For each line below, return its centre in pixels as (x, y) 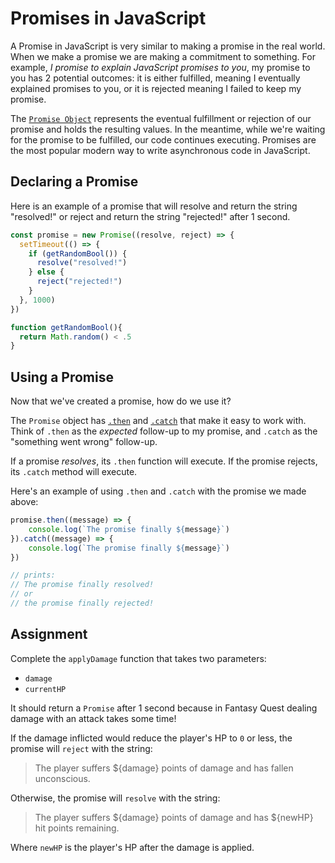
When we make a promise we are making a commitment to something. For (163, 56)
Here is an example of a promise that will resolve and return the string (154, 206)
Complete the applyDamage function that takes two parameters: (138, 658)
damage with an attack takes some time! (93, 718)
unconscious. (62, 778)
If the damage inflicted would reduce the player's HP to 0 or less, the (151, 738)
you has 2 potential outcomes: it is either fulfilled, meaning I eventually (155, 78)
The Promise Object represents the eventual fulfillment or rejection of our (161, 118)
